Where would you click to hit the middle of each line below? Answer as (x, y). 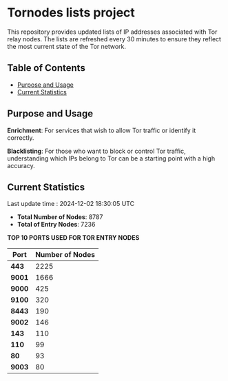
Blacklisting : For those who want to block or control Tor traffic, (96, 151)
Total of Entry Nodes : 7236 (56, 225)
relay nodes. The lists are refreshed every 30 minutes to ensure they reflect (114, 39)
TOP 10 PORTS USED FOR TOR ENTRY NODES (73, 238)
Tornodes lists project (71, 13)
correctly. (21, 137)
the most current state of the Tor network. (66, 46)
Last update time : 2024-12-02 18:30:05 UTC (71, 204)
